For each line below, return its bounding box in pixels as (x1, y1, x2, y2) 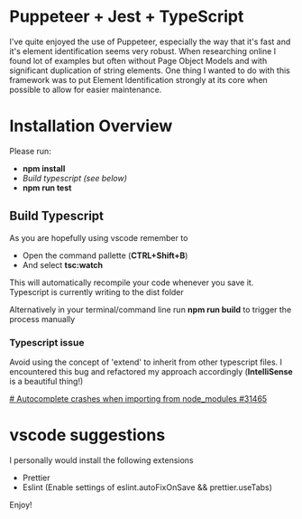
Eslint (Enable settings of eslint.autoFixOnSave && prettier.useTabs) (22, 481, 273, 493)
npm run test (22, 182, 72, 193)
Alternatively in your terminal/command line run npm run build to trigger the (9, 304, 292, 315)
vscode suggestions (9, 425, 166, 446)
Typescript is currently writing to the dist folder (9, 286, 185, 297)
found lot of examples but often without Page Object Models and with (9, 55, 268, 66)
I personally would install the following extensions (9, 454, 194, 466)
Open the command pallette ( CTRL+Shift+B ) (22, 250, 188, 261)
